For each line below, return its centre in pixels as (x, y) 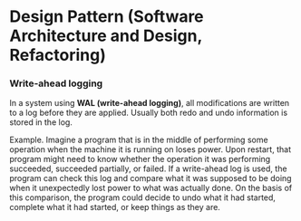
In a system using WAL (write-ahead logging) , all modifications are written (150, 103)
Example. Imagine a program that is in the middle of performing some (139, 140)
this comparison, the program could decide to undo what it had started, (143, 197)
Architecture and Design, (106, 36)
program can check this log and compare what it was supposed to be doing (150, 178)
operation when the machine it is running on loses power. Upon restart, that (150, 149)
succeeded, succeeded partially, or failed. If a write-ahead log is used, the (148, 168)
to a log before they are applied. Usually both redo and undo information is (149, 113)
